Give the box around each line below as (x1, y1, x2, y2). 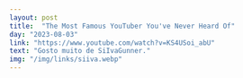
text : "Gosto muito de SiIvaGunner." (9, 47, 151, 56)
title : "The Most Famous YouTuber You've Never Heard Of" (9, 22, 236, 30)
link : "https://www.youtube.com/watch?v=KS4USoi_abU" (9, 38, 216, 48)
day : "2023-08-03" (9, 30, 78, 39)
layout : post (9, 13, 58, 22)
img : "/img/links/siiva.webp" (9, 55, 123, 64)
